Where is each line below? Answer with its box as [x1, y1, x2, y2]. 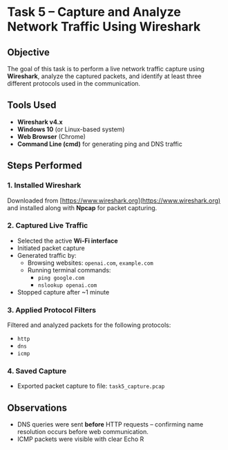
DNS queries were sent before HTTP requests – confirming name [17, 420, 204, 429]
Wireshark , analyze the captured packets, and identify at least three [7, 72, 202, 80]
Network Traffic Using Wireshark [7, 19, 201, 35]
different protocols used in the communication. [7, 79, 140, 87]
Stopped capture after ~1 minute [17, 288, 110, 296]
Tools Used [7, 100, 57, 111]
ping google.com [37, 274, 85, 281]
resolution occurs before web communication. [17, 428, 149, 436]
